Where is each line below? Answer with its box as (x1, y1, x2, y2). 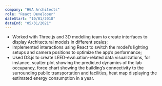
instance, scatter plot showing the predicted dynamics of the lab (12, 60, 142, 66)
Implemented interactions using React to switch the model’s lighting (12, 44, 148, 50)
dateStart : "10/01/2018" (5, 16, 56, 21)
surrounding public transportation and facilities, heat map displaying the (12, 70, 157, 76)
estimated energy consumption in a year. (12, 75, 94, 81)
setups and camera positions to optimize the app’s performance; (12, 50, 142, 55)
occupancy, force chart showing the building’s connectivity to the (12, 65, 144, 71)
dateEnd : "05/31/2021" (5, 20, 51, 26)
